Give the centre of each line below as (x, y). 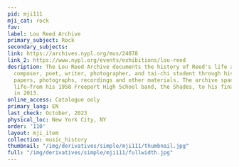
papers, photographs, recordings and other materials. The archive (116, 80)
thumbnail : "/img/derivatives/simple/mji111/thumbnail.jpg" (99, 146)
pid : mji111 (25, 14)
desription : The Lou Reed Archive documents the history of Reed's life (117, 67)
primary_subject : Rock (41, 41)
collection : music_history (47, 139)
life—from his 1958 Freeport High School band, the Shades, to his (116, 87)
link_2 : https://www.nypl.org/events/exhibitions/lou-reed (97, 60)
